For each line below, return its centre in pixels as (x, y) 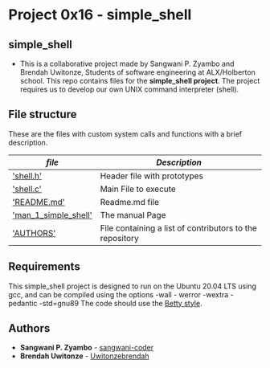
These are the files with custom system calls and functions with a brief (125, 133)
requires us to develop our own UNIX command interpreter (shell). (129, 89)
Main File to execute (138, 189)
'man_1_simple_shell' (52, 215)
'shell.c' (27, 189)
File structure (43, 114)
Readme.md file (129, 202)
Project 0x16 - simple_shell (100, 15)
